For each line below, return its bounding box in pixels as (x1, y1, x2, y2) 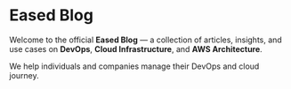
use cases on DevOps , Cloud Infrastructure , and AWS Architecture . (9, 43, 263, 54)
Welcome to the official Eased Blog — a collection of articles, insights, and (9, 34, 282, 45)
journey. (9, 70, 39, 80)
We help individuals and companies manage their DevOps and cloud (9, 61, 260, 71)
